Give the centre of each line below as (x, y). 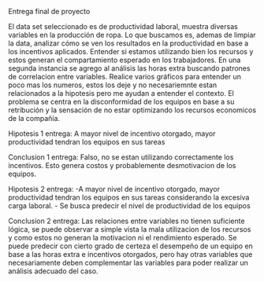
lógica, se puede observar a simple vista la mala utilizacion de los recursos (130, 229)
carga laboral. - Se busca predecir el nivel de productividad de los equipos (129, 206)
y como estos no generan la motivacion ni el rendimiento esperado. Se (123, 238)
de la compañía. (34, 118)
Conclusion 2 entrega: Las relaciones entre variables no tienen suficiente (127, 221)
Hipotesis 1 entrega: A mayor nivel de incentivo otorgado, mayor (112, 134)
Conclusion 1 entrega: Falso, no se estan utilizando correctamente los (121, 157)
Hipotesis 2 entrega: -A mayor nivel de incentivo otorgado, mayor (114, 189)
